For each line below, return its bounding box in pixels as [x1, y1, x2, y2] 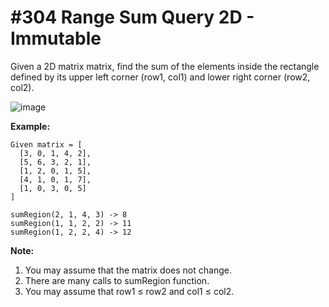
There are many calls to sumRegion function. [24, 274, 210, 286]
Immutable [10, 27, 102, 50]
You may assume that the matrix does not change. [24, 264, 232, 276]
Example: [10, 120, 51, 132]
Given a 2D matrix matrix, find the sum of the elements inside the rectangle [10, 60, 320, 72]
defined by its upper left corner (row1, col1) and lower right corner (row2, [10, 71, 311, 83]
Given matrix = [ [10, 139, 83, 150]
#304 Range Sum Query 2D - [10, 6, 255, 29]
